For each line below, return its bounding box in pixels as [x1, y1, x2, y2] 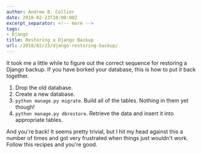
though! [15, 103, 35, 110]
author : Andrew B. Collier [6, 8, 75, 15]
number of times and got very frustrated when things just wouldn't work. [6, 134, 189, 141]
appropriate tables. [15, 116, 63, 123]
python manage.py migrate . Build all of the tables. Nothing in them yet [15, 96, 189, 104]
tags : [6, 25, 20, 32]
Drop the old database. [15, 84, 73, 91]
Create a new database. [15, 90, 75, 98]
